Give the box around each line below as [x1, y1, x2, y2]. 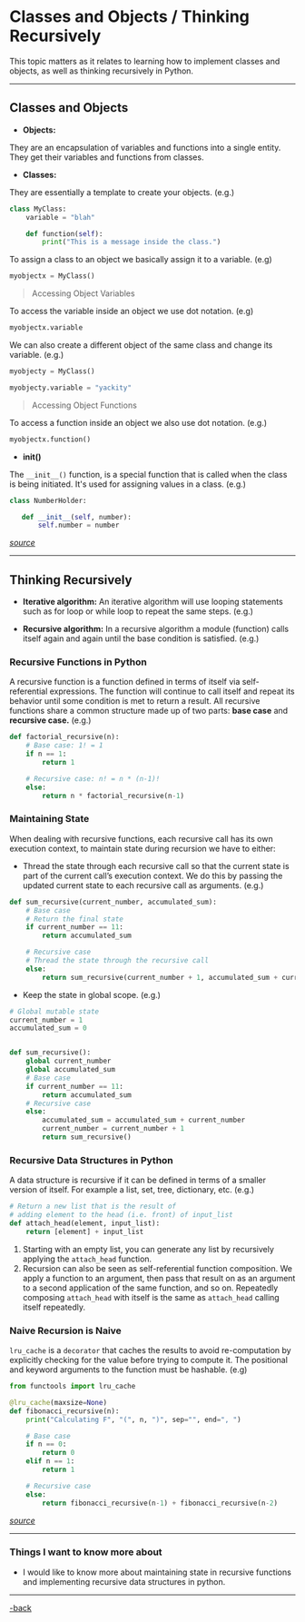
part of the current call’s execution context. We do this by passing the [22, 870, 283, 881]
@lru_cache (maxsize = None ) [9, 1398, 107, 1407]
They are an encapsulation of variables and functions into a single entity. [9, 142, 281, 153]
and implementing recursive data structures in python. [22, 1576, 226, 1587]
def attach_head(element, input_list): [9, 1219, 161, 1228]
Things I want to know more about [9, 1546, 162, 1558]
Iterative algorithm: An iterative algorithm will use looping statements [22, 597, 283, 608]
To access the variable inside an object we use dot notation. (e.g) [9, 306, 254, 317]
